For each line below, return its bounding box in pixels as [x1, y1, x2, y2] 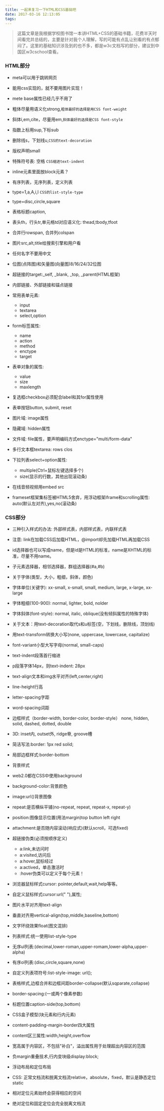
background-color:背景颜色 [12, 783, 68, 789]
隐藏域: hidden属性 [12, 425, 51, 431]
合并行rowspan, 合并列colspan [12, 229, 75, 235]
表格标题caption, [12, 209, 47, 215]
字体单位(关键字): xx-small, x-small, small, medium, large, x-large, [12, 584, 145, 590]
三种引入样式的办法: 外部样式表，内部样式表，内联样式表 [12, 526, 127, 532]
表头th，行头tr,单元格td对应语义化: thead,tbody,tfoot [12, 219, 118, 225]
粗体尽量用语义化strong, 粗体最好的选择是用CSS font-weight [12, 106, 127, 112]
